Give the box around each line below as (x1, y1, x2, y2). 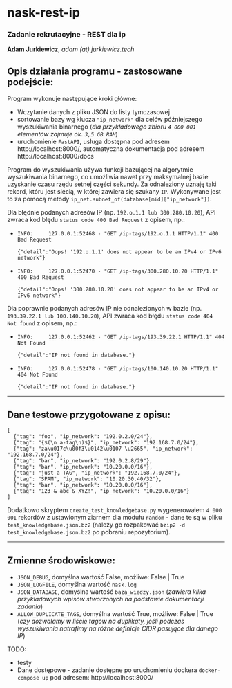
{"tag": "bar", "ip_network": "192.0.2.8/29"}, (13, 458, 153, 464)
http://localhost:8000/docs (17, 152, 95, 161)
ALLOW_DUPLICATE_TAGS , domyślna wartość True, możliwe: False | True (17, 609, 214, 617)
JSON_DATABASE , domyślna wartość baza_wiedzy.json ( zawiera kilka (17, 587, 206, 596)
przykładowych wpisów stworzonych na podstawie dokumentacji (17, 595, 204, 603)
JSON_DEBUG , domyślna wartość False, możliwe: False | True (17, 572, 185, 581)
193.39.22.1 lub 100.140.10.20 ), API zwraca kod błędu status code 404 (7, 311, 213, 320)
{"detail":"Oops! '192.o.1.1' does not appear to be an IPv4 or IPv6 (17, 248, 222, 255)
